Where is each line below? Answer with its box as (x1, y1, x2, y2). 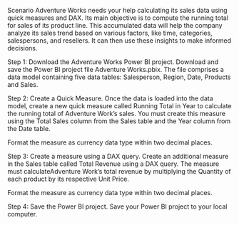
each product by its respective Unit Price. (7, 174, 130, 183)
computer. (7, 210, 38, 218)
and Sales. (7, 80, 39, 88)
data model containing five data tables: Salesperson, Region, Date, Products (7, 73, 231, 81)
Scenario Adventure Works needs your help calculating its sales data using (7, 6, 228, 14)
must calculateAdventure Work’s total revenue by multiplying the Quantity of (7, 167, 231, 175)
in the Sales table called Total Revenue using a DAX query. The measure (7, 159, 220, 168)
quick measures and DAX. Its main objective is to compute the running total (7, 14, 229, 22)
